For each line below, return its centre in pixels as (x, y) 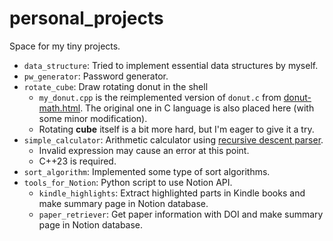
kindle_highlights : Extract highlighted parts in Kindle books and (172, 193)
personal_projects (86, 18)
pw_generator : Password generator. (96, 76)
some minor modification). (93, 118)
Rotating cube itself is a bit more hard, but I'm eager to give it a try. (176, 129)
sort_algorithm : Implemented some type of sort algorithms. (147, 171)
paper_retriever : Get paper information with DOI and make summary (181, 214)
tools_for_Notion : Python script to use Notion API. (128, 182)
